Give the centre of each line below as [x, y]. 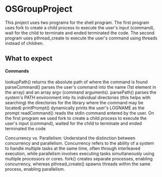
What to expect [29, 59]
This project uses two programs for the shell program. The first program [77, 22]
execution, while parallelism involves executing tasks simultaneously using [80, 153]
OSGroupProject [39, 9]
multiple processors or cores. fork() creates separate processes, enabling [79, 158]
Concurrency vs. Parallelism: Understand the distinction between [70, 138]
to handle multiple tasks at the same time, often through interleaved [73, 148]
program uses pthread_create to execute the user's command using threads [81, 38]
